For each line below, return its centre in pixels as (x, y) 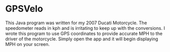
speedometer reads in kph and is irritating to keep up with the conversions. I (85, 28)
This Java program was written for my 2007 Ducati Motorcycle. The (76, 23)
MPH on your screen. (27, 44)
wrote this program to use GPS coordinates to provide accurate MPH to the (84, 33)
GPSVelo (24, 9)
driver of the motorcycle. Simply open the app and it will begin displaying (82, 39)
